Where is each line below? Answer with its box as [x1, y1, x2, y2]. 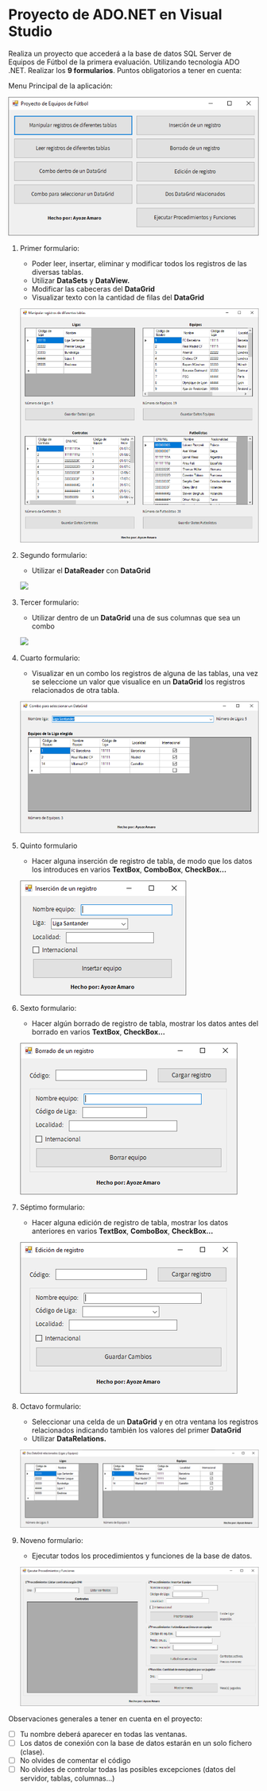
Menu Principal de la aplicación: [8, 81, 113, 91]
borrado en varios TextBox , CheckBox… [31, 1027, 165, 1037]
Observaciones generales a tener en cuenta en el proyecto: [8, 1714, 203, 1723]
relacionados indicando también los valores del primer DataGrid [31, 1425, 242, 1435]
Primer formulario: [19, 243, 79, 253]
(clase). [19, 1747, 45, 1757]
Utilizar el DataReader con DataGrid [31, 566, 151, 575]
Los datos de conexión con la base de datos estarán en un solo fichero [19, 1739, 253, 1748]
